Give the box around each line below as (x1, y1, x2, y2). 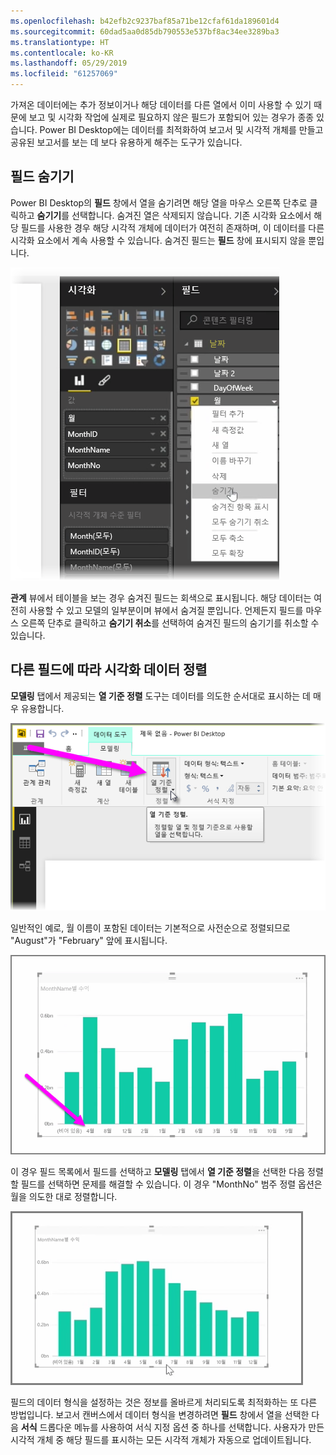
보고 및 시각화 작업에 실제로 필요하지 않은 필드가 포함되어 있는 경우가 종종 (28, 111, 315, 123)
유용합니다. (20, 702, 65, 714)
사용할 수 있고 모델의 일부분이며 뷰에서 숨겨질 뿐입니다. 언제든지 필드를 (28, 604, 304, 616)
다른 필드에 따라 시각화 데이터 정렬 (10, 661, 208, 679)
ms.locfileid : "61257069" (10, 69, 118, 79)
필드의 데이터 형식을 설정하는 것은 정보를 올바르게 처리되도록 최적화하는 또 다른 (10, 1396, 318, 1408)
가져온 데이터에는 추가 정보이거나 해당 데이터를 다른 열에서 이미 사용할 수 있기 (10, 99, 312, 110)
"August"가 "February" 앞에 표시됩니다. (10, 935, 168, 947)
